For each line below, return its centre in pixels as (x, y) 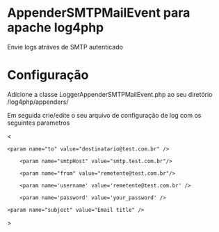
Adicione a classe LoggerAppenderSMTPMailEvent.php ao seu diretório (110, 94)
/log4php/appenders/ (38, 102)
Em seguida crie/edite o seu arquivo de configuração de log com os (104, 115)
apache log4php (56, 28)
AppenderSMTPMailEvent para (99, 13)
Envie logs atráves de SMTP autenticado (65, 47)
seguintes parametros (39, 123)
